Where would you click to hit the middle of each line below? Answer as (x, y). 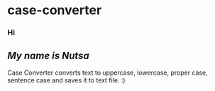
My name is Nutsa (49, 55)
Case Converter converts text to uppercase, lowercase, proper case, (107, 73)
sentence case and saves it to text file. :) (66, 80)
